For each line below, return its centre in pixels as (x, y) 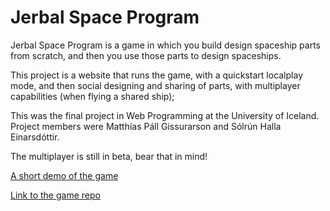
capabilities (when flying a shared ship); (92, 96)
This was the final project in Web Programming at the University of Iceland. (165, 115)
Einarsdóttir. (35, 137)
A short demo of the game (64, 175)
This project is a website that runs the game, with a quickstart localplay (157, 75)
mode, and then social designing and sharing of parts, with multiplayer (155, 85)
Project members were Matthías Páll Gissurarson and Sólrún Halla (146, 126)
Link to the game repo (55, 195)
